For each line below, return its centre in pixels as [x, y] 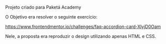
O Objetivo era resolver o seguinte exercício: [51, 17]
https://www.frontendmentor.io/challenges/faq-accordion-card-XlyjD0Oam [83, 26]
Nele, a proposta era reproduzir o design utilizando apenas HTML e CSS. [81, 36]
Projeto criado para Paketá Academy [43, 7]
